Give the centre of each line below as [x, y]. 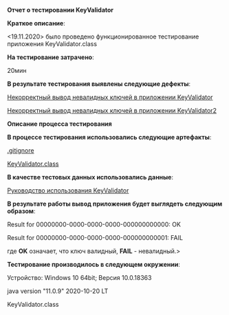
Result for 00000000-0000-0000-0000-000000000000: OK [94, 224]
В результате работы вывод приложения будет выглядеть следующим [115, 204]
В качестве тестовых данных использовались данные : [90, 177]
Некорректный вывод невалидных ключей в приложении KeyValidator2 [112, 110]
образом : [21, 211]
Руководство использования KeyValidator [68, 191]
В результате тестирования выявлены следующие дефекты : [99, 84]
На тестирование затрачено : [51, 57]
